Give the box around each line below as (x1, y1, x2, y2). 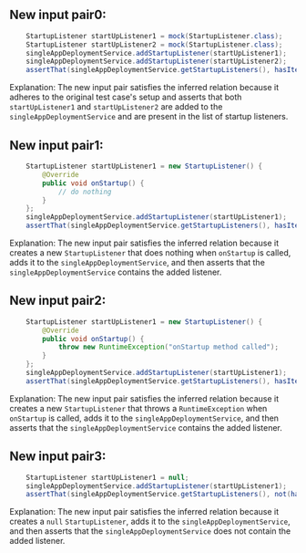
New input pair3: (9, 449, 107, 464)
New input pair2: (9, 293, 107, 308)
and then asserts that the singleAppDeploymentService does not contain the (9, 526, 291, 537)
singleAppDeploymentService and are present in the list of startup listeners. (9, 111, 289, 122)
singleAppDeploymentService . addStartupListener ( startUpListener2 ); (25, 57, 287, 67)
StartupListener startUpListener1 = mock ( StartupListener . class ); (25, 31, 283, 40)
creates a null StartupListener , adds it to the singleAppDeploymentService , (9, 516, 291, 527)
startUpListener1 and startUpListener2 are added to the (9, 101, 223, 112)
